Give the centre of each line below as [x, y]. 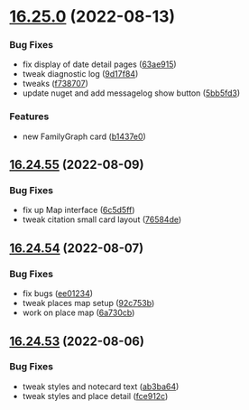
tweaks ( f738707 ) [55, 84]
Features [29, 116]
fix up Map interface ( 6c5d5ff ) [78, 210]
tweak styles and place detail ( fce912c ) [95, 396]
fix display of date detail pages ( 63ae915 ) [100, 64]
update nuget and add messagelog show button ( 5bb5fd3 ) [131, 93]
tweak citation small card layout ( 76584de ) [102, 219]
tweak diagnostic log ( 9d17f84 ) [80, 74]
